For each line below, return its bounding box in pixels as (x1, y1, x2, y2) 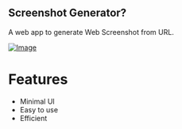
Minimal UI (19, 97, 56, 106)
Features (8, 70, 68, 88)
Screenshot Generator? (8, 6, 127, 20)
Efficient (19, 113, 48, 123)
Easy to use (19, 104, 58, 114)
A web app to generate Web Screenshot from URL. (8, 27, 175, 36)
